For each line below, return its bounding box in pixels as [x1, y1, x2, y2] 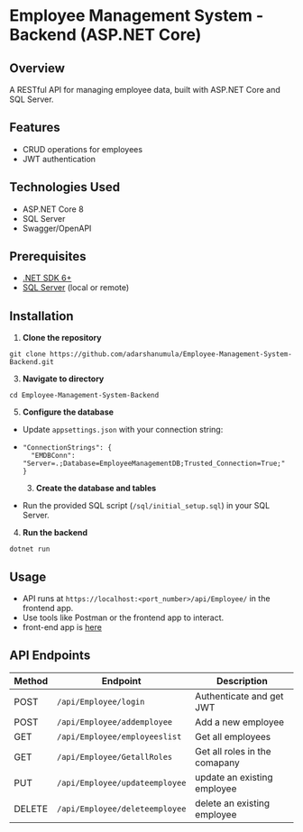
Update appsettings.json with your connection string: [22, 425, 224, 435]
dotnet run [9, 544, 50, 554]
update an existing [195, 771, 273, 783]
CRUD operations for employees [22, 143, 142, 154]
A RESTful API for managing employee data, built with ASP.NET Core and [9, 85, 281, 95]
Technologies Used [9, 179, 120, 195]
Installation [9, 308, 74, 324]
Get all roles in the [195, 745, 272, 757]
